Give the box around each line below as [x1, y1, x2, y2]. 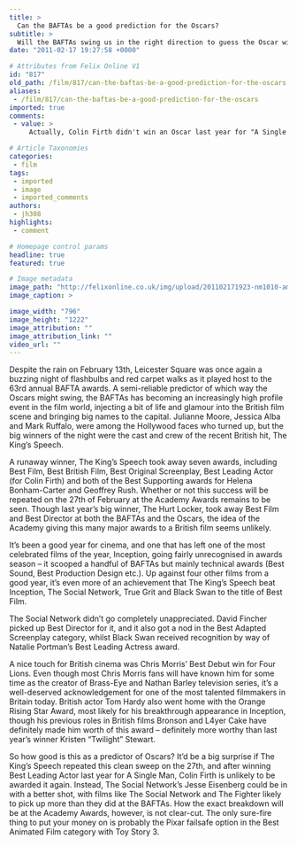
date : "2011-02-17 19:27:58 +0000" [9, 46, 141, 55]
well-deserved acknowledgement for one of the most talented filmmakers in [9, 687, 286, 698]
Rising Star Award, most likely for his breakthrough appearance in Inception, [9, 706, 286, 717]
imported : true [9, 103, 65, 112]
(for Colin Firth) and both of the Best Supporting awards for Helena [9, 476, 254, 486]
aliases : [9, 86, 42, 96]
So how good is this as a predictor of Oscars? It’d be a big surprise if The [9, 751, 276, 762]
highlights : [9, 218, 53, 227]
